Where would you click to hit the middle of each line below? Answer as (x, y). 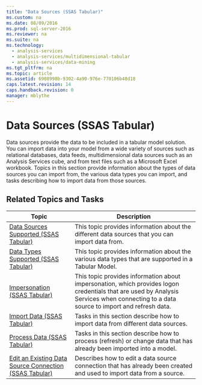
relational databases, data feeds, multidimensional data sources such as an (99, 155)
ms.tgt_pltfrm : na (29, 68)
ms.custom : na (24, 17)
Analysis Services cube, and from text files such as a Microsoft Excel (92, 161)
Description (134, 216)
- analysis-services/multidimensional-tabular (71, 57)
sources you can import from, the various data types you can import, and (97, 174)
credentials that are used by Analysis (127, 291)
